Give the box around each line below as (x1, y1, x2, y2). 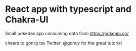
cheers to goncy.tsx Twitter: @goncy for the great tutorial (5, 40, 122, 46)
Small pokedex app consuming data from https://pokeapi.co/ (5, 30, 129, 36)
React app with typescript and (5, 3, 132, 15)
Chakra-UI (5, 14, 48, 25)
